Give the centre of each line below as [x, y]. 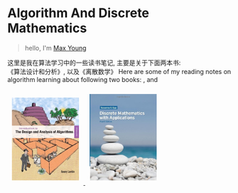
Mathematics [47, 28]
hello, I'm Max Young [55, 48]
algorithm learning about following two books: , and [83, 79]
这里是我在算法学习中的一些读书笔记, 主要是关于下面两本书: [94, 63]
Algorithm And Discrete [79, 13]
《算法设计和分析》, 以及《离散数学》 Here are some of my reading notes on [119, 71]
